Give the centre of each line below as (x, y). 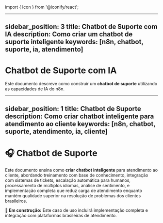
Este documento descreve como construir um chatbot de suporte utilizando (81, 84)
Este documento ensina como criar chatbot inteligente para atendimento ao (81, 170)
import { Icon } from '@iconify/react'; (42, 7)
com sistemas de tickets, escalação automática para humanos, (68, 180)
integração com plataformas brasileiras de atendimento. (61, 215)
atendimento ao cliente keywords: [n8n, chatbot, (80, 124)
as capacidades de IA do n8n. (35, 89)
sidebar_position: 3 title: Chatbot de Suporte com (81, 27)
